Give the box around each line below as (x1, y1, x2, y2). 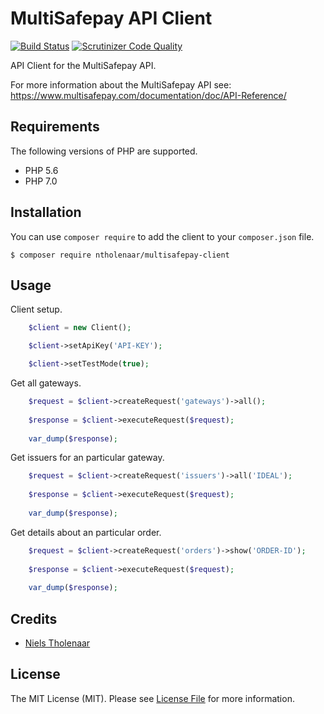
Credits (10, 610, 58, 627)
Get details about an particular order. (10, 526, 162, 538)
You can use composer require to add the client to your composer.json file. (10, 230, 315, 242)
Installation (10, 204, 82, 221)
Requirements (10, 118, 100, 136)
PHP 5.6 (24, 164, 59, 176)
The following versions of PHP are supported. (10, 145, 198, 157)
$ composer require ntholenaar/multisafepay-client (10, 250, 230, 260)
